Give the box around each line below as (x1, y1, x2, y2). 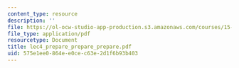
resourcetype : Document (7, 37, 78, 44)
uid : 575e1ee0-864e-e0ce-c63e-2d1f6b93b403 (7, 50, 139, 57)
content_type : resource (7, 10, 78, 18)
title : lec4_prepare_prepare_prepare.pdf (7, 43, 132, 50)
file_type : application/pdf (7, 30, 91, 38)
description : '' (7, 17, 55, 24)
